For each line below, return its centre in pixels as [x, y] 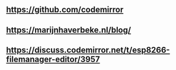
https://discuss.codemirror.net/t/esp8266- [88, 50]
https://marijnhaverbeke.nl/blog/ [69, 30]
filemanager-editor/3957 [53, 60]
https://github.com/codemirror [65, 10]
